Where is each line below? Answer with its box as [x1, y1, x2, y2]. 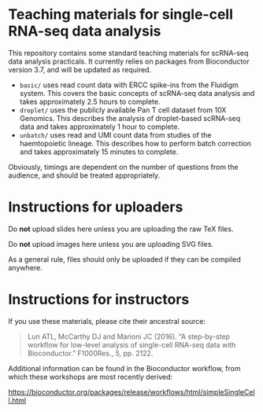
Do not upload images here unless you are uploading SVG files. [8, 239, 214, 248]
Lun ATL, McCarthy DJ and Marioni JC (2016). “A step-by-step [27, 332, 231, 341]
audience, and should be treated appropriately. [8, 171, 161, 180]
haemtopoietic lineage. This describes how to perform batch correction [19, 138, 252, 148]
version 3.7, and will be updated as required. [8, 64, 152, 74]
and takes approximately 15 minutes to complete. [19, 147, 179, 156]
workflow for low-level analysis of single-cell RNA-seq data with [27, 340, 236, 349]
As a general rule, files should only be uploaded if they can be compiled [8, 254, 242, 264]
